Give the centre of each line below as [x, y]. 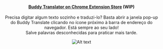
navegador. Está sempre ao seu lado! [81, 28]
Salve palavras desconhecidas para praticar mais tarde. [81, 33]
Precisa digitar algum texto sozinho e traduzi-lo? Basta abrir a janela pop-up [81, 17]
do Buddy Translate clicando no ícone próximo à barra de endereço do [81, 23]
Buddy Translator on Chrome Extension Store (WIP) [81, 7]
